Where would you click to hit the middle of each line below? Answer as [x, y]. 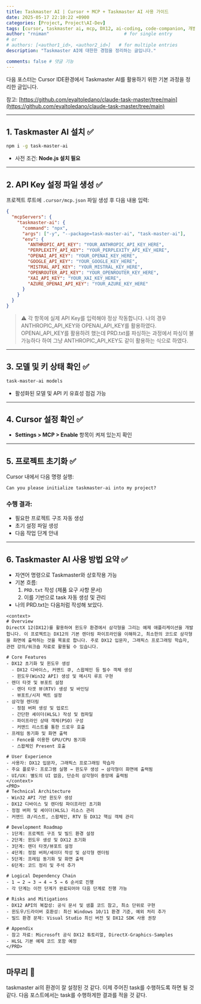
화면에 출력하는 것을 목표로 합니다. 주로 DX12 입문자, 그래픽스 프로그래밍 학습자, [101, 640]
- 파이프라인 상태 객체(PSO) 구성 [48, 721]
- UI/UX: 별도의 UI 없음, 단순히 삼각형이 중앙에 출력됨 [67, 776]
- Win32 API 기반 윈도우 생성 [39, 798]
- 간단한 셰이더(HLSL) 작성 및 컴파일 [52, 715]
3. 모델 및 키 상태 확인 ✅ [48, 367]
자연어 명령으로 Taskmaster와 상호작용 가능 [66, 575]
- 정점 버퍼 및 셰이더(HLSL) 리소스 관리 [50, 811]
